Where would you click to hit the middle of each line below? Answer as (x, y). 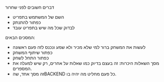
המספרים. (22, 68)
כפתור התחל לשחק (31, 58)
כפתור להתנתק (27, 22)
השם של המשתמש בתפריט (38, 17)
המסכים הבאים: (20, 37)
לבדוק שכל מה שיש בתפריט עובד (44, 28)
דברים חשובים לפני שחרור (30, 7)
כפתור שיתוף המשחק (32, 53)
